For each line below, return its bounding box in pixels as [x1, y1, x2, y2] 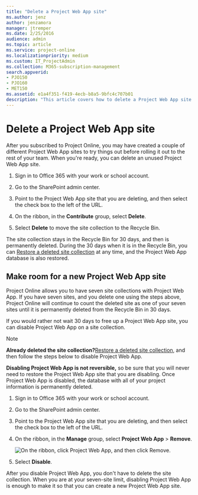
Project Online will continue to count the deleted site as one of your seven [6, 300, 186, 307]
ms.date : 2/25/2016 [6, 31, 54, 37]
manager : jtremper [6, 25, 51, 31]
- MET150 [6, 86, 28, 92]
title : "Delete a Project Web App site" [6, 8, 108, 15]
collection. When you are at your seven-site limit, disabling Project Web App [6, 476, 191, 483]
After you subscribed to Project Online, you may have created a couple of [6, 141, 185, 148]
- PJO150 [6, 75, 28, 80]
